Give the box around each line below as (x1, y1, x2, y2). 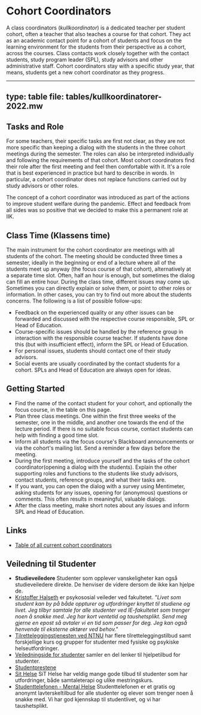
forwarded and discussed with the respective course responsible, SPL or (14, 315, 194, 322)
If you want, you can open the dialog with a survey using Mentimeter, (14, 482, 185, 490)
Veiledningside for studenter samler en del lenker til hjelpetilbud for (14, 651, 181, 659)
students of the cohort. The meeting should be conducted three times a (6, 252, 182, 259)
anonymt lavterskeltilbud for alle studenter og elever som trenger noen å (14, 689, 193, 697)
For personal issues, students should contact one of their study (14, 347, 171, 354)
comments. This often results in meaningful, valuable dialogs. (14, 495, 166, 502)
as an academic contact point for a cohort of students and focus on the (6, 37, 182, 44)
